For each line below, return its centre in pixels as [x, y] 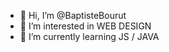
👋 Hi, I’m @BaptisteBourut [73, 15]
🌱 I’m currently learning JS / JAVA [89, 36]
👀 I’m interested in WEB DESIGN [85, 26]
